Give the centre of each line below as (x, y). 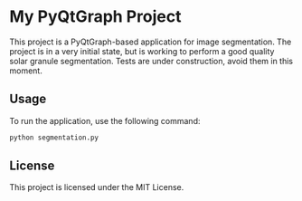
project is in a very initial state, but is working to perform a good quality (142, 51)
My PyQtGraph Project (95, 17)
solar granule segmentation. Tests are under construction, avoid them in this (151, 61)
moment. (26, 71)
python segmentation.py (54, 138)
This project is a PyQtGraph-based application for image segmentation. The (151, 42)
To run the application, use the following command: (105, 120)
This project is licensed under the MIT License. (97, 187)
